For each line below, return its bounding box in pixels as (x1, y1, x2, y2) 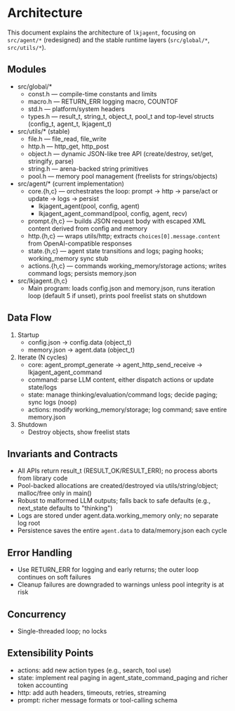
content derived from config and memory (27, 224, 148, 233)
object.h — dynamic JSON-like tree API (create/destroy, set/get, (27, 149, 214, 158)
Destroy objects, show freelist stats (27, 428, 130, 436)
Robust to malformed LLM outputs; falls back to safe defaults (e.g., (17, 497, 211, 505)
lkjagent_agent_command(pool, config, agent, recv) (38, 209, 188, 217)
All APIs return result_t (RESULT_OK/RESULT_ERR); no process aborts (17, 466, 218, 475)
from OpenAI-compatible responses (27, 239, 133, 248)
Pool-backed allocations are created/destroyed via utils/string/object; (17, 482, 219, 490)
